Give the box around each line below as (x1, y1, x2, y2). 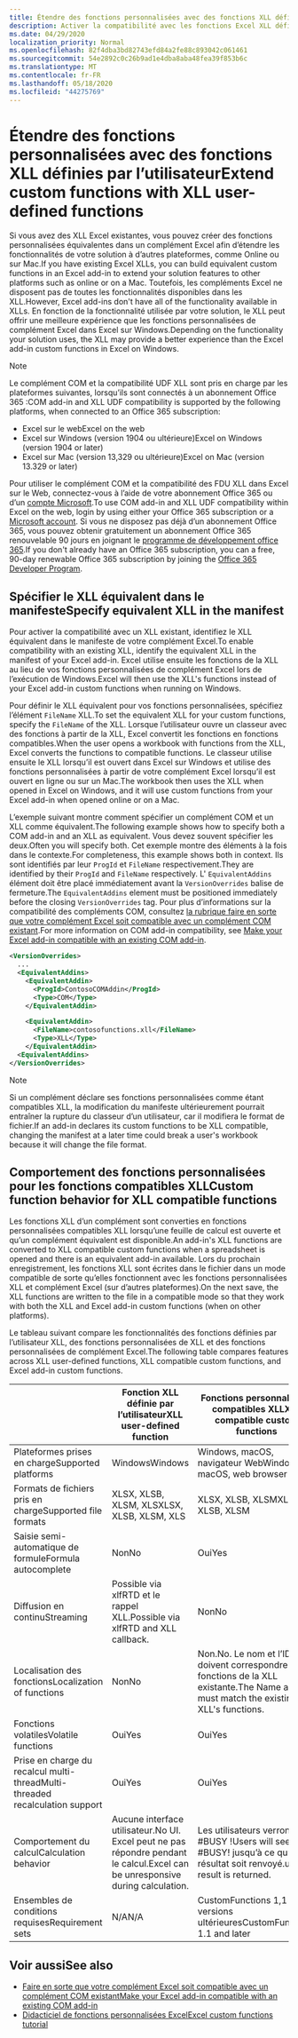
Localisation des (13, 1664, 82, 1677)
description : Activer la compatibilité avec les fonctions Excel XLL (9, 21, 272, 30)
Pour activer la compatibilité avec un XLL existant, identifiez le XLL (9, 627, 253, 638)
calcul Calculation (13, 1846, 86, 1859)
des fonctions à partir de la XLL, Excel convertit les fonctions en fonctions (9, 729, 279, 740)
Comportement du (13, 1836, 90, 1848)
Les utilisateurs (197, 1824, 262, 1836)
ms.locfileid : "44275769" (9, 87, 105, 96)
